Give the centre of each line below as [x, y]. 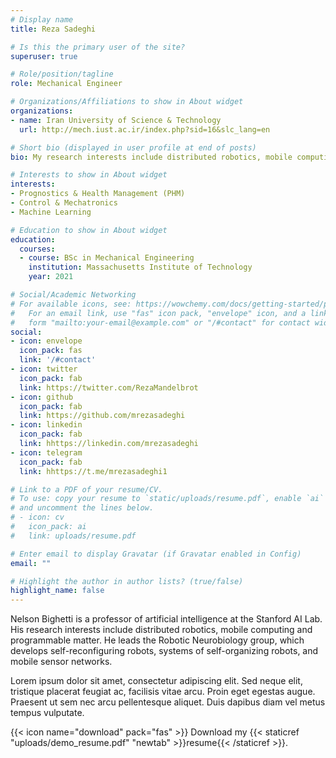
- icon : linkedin [46, 425]
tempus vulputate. [47, 713]
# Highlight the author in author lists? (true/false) [127, 581]
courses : [37, 249]
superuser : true [44, 56]
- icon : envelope [46, 341]
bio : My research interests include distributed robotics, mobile [151, 157]
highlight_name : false [57, 591]
